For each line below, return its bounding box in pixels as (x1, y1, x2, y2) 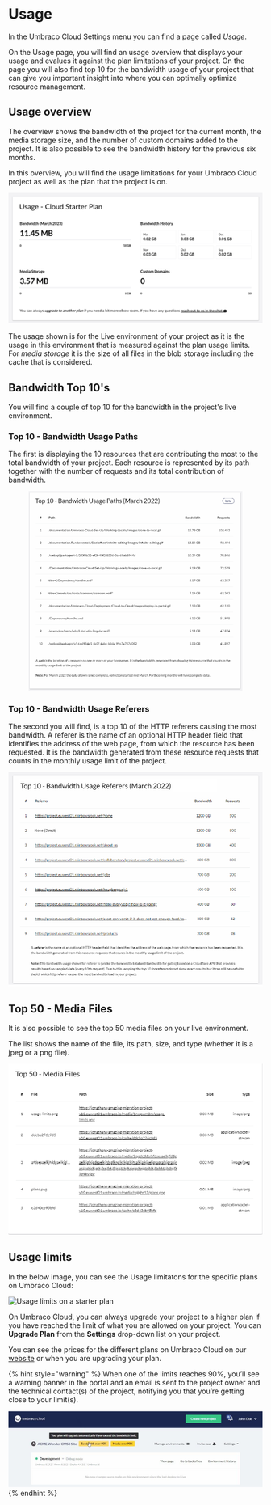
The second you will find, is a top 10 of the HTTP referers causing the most (8, 721, 257, 732)
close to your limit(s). (8, 1394, 79, 1404)
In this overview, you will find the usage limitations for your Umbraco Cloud (8, 167, 258, 178)
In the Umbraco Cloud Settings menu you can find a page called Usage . (8, 32, 248, 41)
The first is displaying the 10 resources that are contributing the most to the (8, 450, 259, 459)
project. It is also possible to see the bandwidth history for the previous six (8, 143, 256, 154)
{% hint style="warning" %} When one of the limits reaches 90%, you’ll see (8, 1368, 260, 1379)
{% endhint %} (8, 1489, 58, 1499)
